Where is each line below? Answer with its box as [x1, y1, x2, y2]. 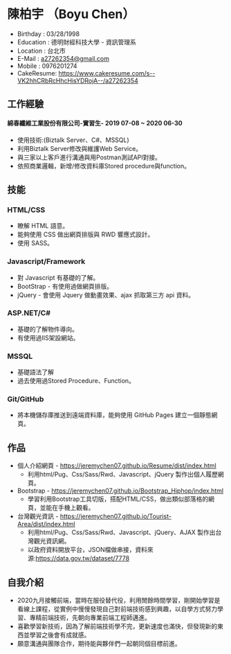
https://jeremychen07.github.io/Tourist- [59, 512, 172, 520]
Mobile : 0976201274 [17, 62, 77, 70]
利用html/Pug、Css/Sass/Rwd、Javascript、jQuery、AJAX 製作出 [27, 528, 216, 537]
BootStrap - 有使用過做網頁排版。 [17, 282, 113, 290]
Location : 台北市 [17, 46, 66, 55]
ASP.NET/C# [7, 308, 50, 318]
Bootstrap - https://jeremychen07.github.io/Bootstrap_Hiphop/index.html [17, 486, 223, 495]
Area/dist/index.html [17, 520, 75, 529]
